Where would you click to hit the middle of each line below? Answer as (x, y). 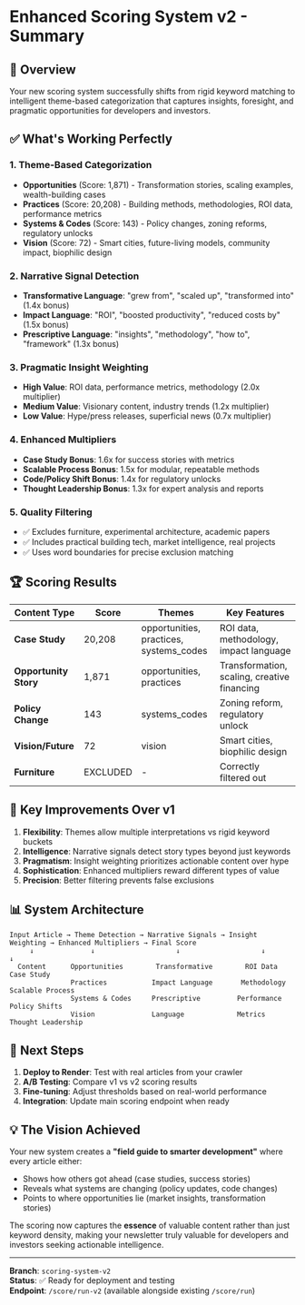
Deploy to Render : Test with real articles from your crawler (133, 1073)
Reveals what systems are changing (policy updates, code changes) (150, 1188)
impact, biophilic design (67, 252)
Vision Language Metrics (168, 1014)
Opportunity (41, 671)
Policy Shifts (36, 1007)
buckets (38, 841)
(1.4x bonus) (46, 305)
